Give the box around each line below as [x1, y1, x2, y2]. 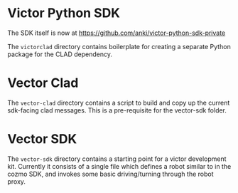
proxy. [7, 177, 26, 186]
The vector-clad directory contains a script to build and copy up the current [7, 98, 230, 107]
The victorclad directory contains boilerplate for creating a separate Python [7, 42, 231, 51]
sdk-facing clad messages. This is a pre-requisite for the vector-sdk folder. [7, 105, 227, 115]
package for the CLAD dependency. [7, 50, 112, 58]
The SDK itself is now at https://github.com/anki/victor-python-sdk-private [7, 28, 226, 37]
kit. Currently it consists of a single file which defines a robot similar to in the [7, 162, 232, 170]
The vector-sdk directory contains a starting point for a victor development [7, 155, 227, 163]
